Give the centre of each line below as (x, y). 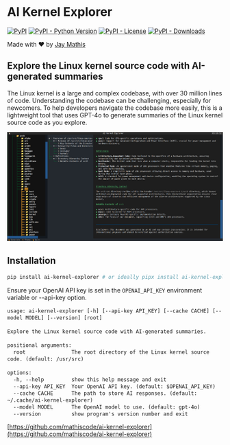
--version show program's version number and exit (101, 414)
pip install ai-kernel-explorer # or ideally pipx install (93, 277)
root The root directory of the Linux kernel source (112, 352)
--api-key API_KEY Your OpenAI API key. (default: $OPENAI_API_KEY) (114, 387)
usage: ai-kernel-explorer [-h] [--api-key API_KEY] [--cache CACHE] (108, 311)
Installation (31, 261)
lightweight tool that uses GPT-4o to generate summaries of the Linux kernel (115, 115)
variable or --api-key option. (47, 298)
